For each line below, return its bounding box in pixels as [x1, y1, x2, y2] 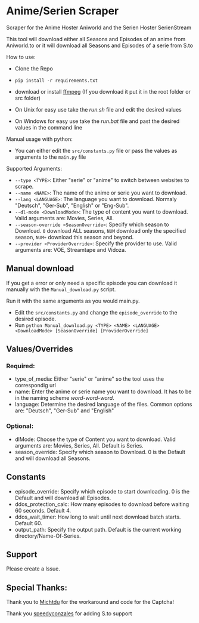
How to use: [6, 53, 36, 60]
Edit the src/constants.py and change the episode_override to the [14, 309, 178, 316]
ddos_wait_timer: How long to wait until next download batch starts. [14, 513, 181, 520]
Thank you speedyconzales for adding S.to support [6, 610, 132, 617]
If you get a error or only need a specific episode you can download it [6, 279, 178, 286]
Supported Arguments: [6, 165, 63, 172]
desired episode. [14, 315, 57, 322]
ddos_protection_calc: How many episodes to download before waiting [14, 500, 189, 508]
